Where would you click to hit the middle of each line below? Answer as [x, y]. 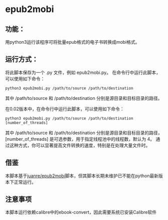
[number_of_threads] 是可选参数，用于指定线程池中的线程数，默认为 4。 [80, 139]
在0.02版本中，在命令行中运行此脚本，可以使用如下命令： [65, 108]
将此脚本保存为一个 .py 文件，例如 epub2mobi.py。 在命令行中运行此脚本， [83, 72]
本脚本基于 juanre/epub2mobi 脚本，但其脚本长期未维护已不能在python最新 [82, 176]
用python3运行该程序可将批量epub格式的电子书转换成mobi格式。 [72, 42]
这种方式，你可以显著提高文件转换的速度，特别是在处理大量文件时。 [80, 145]
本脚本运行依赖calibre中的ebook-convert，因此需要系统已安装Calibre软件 [81, 212]
